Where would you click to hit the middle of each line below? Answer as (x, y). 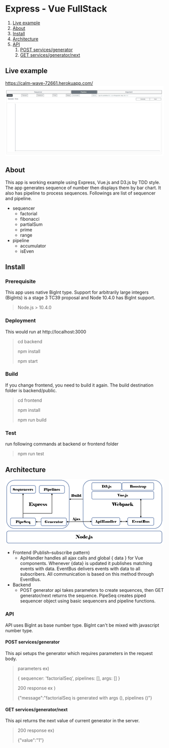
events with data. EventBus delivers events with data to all (80, 569)
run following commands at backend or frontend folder (62, 444)
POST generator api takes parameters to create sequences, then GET (92, 590)
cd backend (30, 341)
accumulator (33, 246)
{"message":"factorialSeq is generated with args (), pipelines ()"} (85, 697)
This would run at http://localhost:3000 (46, 332)
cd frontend (30, 400)
